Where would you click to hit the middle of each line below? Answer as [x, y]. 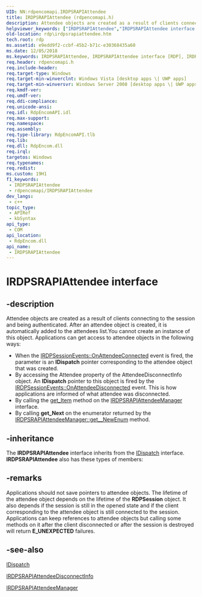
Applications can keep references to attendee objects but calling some [94, 518]
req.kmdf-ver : [24, 90]
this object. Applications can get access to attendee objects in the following [100, 338]
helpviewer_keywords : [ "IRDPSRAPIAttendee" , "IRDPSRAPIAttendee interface [101, 29]
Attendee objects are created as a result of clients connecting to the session [101, 319]
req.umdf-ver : [24, 96]
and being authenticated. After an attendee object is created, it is [87, 325]
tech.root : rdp [25, 40]
